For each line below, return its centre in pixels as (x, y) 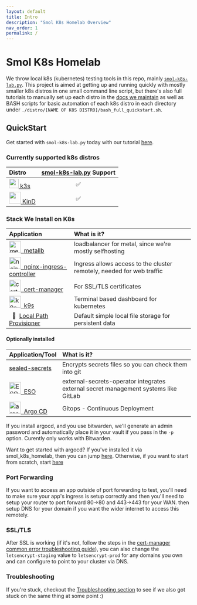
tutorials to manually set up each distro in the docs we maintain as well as (95, 97)
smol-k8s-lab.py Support (78, 172)
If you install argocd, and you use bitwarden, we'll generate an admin (89, 426)
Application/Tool (33, 354)
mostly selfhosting (99, 251)
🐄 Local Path (30, 316)
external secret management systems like (120, 389)
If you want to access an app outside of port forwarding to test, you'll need (96, 490)
